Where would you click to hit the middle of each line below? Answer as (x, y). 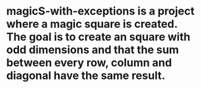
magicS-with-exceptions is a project (100, 11)
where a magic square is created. (92, 24)
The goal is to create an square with (98, 37)
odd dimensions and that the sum (93, 50)
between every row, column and (89, 63)
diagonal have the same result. (86, 76)
